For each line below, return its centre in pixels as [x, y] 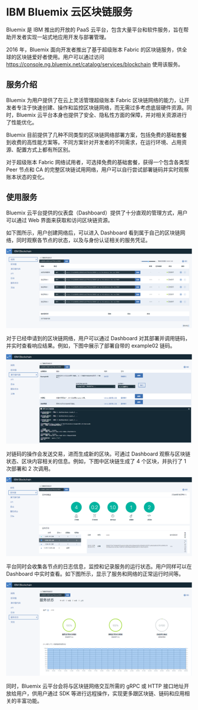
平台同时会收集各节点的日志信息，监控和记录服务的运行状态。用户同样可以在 [99, 566]
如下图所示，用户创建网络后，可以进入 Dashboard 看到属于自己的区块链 [93, 232]
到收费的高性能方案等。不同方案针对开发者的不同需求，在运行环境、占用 [94, 142]
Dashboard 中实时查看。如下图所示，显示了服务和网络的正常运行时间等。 [95, 574]
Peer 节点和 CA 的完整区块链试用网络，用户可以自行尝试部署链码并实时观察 [98, 170]
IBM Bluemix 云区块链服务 [70, 12]
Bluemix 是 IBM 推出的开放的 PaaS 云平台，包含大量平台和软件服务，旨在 [95, 30]
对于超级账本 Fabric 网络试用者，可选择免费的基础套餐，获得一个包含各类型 [98, 162]
